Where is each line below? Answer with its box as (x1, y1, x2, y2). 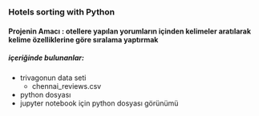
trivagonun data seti (19, 73, 87, 82)
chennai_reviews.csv (31, 82, 102, 91)
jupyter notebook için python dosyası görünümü (19, 98, 179, 108)
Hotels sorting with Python (8, 6, 115, 18)
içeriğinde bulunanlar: (8, 53, 84, 62)
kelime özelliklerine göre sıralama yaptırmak (8, 34, 159, 44)
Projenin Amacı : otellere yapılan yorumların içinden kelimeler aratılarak (8, 26, 251, 36)
